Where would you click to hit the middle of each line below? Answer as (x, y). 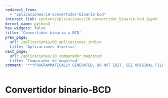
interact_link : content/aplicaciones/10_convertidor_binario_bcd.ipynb (81, 19)
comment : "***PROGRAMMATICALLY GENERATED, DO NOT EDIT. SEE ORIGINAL (79, 65)
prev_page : (16, 38)
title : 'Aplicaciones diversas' (43, 47)
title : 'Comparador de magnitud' (44, 61)
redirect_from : (21, 10)
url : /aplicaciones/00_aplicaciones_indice (55, 42)
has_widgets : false (25, 28)
